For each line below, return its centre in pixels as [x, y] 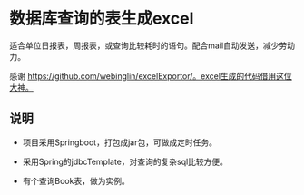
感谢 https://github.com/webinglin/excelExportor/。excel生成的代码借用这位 [151, 76]
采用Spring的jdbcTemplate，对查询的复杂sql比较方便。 [125, 161]
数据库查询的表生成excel [102, 19]
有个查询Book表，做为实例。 [76, 180]
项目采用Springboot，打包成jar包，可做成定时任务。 [120, 142]
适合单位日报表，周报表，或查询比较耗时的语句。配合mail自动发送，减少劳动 [152, 45]
